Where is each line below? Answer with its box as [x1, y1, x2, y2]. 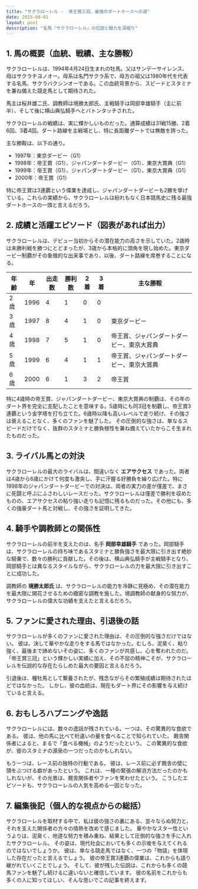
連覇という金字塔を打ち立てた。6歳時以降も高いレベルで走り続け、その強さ [6, 410, 190, 417]
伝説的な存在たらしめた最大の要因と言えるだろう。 [21, 662, 145, 669]
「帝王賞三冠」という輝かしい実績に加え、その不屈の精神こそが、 [6, 655, 166, 662]
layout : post [6, 19, 38, 25]
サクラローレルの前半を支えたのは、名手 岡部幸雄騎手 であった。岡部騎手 [6, 540, 184, 547]
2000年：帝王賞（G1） [14, 174, 70, 182]
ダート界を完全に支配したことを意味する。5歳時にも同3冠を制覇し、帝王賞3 [6, 402, 192, 410]
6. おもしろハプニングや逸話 [6, 708, 108, 718]
